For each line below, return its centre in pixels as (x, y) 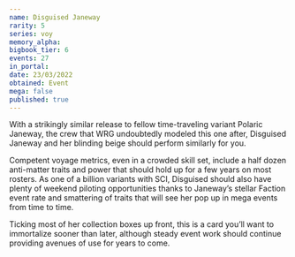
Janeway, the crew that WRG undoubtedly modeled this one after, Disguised (148, 134)
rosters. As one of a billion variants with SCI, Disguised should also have (140, 179)
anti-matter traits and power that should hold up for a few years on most (140, 170)
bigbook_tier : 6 (39, 50)
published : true (39, 99)
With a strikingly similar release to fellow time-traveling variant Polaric (136, 125)
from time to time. (42, 208)
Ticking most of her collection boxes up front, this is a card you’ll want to (142, 224)
